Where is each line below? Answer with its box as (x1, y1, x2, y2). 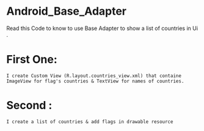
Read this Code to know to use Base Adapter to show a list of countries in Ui (6, 24, 199, 32)
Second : (6, 99, 53, 113)
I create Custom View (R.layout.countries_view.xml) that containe (6, 72, 182, 79)
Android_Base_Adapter (6, 4, 127, 18)
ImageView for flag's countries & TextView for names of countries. (6, 78, 184, 84)
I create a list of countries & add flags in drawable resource (6, 118, 173, 125)
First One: (6, 53, 58, 67)
